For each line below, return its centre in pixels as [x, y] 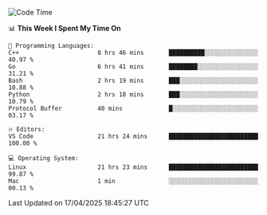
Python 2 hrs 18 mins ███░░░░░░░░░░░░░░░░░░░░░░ [133, 95]
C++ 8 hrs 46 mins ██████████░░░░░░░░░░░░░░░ [133, 53]
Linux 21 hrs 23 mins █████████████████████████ [133, 167]
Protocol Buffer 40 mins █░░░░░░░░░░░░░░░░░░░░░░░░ [133, 108]
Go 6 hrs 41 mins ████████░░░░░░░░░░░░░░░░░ [133, 67]
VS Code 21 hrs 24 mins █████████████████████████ [133, 136]
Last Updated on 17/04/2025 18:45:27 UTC [79, 203]
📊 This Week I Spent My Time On [65, 28]
